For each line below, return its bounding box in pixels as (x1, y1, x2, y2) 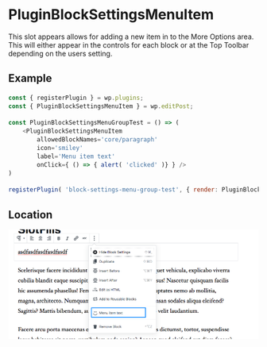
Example (8, 71, 52, 85)
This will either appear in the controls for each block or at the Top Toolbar (8, 40, 250, 49)
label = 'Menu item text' (37, 152, 115, 160)
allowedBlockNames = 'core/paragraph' (37, 136, 158, 144)
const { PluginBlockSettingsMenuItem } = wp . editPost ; (8, 102, 194, 110)
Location (8, 208, 53, 222)
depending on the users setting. (8, 48, 113, 58)
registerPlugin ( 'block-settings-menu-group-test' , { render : (8, 186, 219, 194)
